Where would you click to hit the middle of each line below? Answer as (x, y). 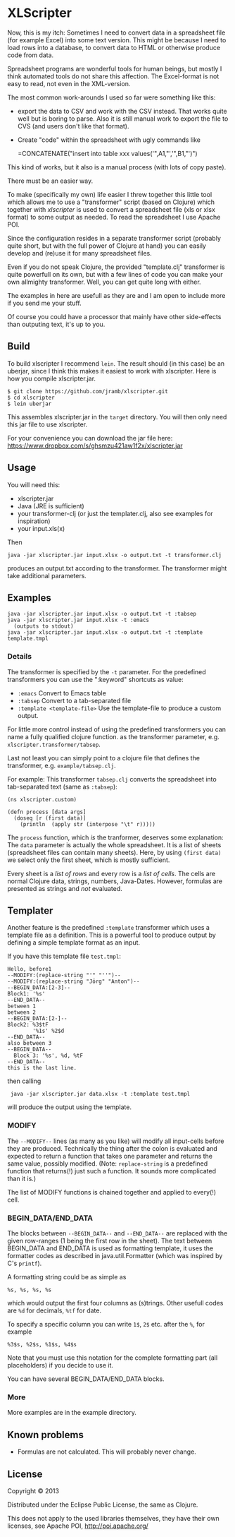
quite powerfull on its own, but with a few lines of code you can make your (115, 274)
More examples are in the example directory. (72, 1413)
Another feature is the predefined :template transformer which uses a (108, 928)
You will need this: (34, 484)
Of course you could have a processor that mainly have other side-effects (114, 316)
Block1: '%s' (26, 994)
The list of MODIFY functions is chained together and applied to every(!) (112, 1192)
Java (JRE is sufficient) (51, 506)
